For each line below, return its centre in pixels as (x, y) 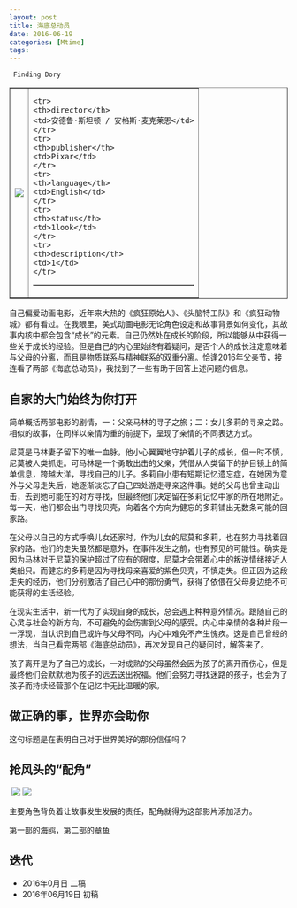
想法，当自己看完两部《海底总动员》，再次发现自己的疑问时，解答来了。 (139, 644)
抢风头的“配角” (50, 770)
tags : (19, 50)
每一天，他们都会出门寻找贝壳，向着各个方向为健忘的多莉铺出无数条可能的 (145, 507)
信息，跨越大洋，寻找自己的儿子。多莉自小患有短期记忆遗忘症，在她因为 (148, 474)
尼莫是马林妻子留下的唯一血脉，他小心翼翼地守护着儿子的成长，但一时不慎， (148, 452)
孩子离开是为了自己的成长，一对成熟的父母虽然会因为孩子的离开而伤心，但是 (148, 663)
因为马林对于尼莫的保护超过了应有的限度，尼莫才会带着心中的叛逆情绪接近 (145, 559)
